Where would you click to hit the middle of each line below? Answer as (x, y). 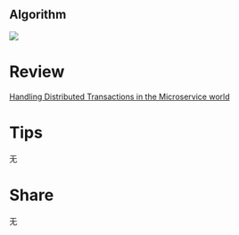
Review (37, 71)
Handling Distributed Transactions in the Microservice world (119, 97)
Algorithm (38, 15)
